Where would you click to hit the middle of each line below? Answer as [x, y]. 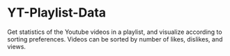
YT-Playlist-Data [57, 13]
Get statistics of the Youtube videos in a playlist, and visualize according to [115, 32]
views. [17, 46]
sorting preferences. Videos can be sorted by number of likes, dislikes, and [115, 39]
